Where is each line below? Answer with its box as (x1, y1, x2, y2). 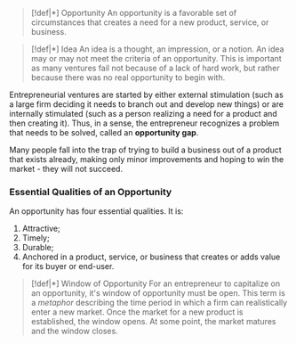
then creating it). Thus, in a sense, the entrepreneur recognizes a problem (9, 118, 280, 128)
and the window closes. (30, 325, 118, 337)
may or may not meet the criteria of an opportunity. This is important (30, 53, 282, 63)
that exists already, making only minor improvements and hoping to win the (9, 154, 284, 164)
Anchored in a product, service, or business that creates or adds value (21, 251, 281, 262)
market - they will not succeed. (9, 164, 123, 174)
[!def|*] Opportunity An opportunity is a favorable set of (30, 8, 237, 18)
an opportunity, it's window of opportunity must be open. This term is (30, 288, 286, 299)
